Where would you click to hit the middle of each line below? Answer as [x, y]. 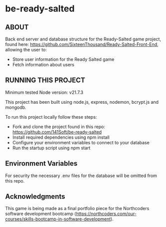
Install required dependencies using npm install [61, 137]
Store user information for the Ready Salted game [63, 59]
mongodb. [16, 107]
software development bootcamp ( [41, 214]
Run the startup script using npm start [51, 148]
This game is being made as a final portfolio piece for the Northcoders [77, 209]
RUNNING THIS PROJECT [45, 80]
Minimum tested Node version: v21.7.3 [44, 92]
